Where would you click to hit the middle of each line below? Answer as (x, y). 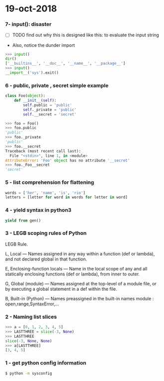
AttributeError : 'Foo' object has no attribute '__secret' (68, 160)
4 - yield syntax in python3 (38, 210)
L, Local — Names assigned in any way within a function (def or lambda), (80, 254)
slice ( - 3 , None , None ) (29, 341)
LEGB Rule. (17, 244)
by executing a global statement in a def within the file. (61, 289)
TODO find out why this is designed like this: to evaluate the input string (85, 35)
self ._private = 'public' (50, 110)
